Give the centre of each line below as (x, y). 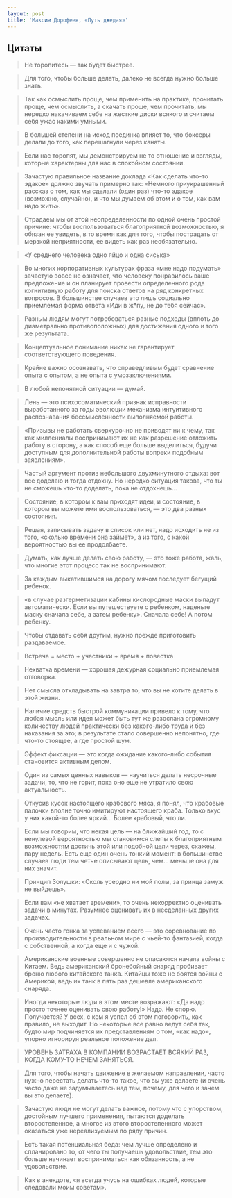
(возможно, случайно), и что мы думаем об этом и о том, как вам (122, 199)
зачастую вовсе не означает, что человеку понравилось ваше (117, 276)
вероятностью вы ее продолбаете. (76, 544)
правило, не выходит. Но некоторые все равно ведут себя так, (117, 1024)
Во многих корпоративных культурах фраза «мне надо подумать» (123, 269)
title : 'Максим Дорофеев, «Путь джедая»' (68, 20)
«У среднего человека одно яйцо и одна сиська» (97, 255)
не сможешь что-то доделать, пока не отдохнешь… (101, 488)
